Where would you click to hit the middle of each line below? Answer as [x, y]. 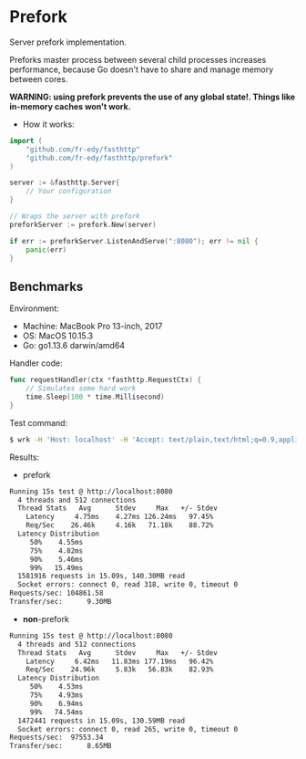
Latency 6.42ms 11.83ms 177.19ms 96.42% [120, 661]
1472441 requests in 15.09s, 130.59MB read [101, 721]
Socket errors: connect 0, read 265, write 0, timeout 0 [128, 729]
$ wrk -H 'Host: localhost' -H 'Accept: [87, 440]
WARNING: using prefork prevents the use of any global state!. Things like [153, 97]
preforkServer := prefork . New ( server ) [83, 224]
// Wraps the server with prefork [75, 216]
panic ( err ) [46, 250]
